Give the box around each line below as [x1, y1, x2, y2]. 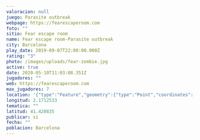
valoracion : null [6, 8, 50, 15]
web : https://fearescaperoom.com [6, 81, 90, 87]
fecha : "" [6, 120, 31, 126]
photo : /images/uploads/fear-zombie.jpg [6, 58, 109, 64]
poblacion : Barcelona [6, 125, 60, 131]
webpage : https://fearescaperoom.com [6, 20, 100, 26]
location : [6, 92, 31, 98]
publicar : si [6, 114, 39, 120]
